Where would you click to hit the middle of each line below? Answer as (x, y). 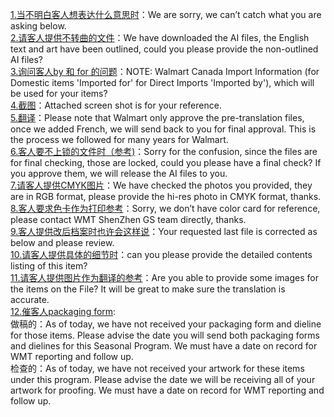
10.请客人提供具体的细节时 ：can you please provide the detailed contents (161, 254)
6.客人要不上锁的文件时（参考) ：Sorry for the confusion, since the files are (164, 151)
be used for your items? (59, 93)
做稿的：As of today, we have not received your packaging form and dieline (166, 324)
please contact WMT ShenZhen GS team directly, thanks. (128, 219)
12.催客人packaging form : (63, 311)
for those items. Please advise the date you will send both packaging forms (165, 335)
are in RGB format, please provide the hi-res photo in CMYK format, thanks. (166, 196)
